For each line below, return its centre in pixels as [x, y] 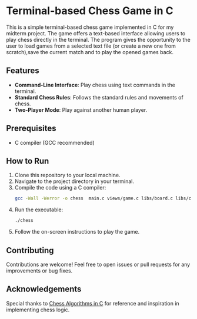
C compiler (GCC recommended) [55, 142]
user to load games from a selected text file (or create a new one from [91, 46]
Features [23, 71]
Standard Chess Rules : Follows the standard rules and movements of [99, 97]
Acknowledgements [44, 289]
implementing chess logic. [38, 310]
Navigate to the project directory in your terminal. [74, 181]
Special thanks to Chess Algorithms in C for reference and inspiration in [93, 303]
